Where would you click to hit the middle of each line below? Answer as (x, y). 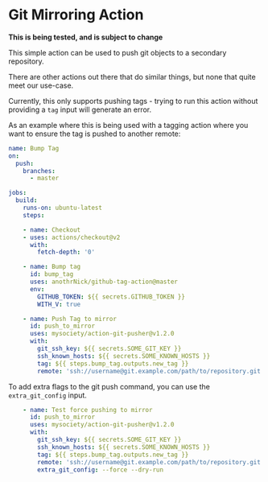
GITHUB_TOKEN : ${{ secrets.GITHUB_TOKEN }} (111, 297)
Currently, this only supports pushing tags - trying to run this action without (133, 101)
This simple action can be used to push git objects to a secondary (118, 52)
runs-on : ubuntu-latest (63, 208)
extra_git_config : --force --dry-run (100, 470)
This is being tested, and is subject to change (86, 37)
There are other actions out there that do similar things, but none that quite (132, 76)
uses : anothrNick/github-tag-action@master (104, 282)
